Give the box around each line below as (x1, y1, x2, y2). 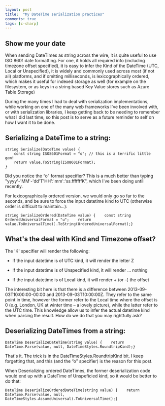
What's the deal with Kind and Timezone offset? (5, 235, 156, 243)
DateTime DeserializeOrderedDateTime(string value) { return (5, 388, 140, 393)
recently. (5, 183, 23, 189)
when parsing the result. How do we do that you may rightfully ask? (5, 312, 142, 318)
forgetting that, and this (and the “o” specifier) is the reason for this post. (5, 358, 153, 364)
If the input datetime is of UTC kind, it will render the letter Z (12, 258, 134, 263)
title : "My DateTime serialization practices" (5, 12, 105, 17)
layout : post (5, 7, 32, 12)
